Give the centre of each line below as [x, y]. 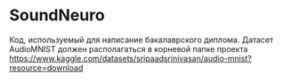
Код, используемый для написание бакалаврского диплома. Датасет [141, 40]
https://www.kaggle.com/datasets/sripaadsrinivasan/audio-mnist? [130, 58]
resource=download [46, 68]
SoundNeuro [57, 15]
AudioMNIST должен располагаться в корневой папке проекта [129, 48]
